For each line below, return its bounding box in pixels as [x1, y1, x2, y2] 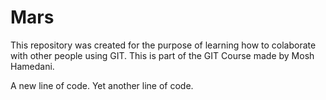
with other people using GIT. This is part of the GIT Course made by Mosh [10, 49, 315, 61]
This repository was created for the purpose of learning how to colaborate [10, 39, 317, 51]
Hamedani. [10, 60, 55, 72]
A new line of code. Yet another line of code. [10, 79, 194, 91]
